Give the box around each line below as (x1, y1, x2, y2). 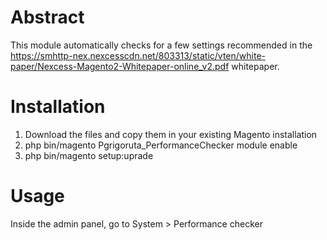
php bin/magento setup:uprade (24, 149, 154, 161)
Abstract (10, 6, 85, 29)
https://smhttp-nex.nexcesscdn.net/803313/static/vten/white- (10, 49, 266, 61)
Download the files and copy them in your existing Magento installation (24, 128, 318, 140)
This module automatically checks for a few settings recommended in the (10, 39, 313, 51)
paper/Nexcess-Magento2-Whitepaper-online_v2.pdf (10, 60, 230, 72)
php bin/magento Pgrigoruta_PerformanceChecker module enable (24, 139, 298, 151)
